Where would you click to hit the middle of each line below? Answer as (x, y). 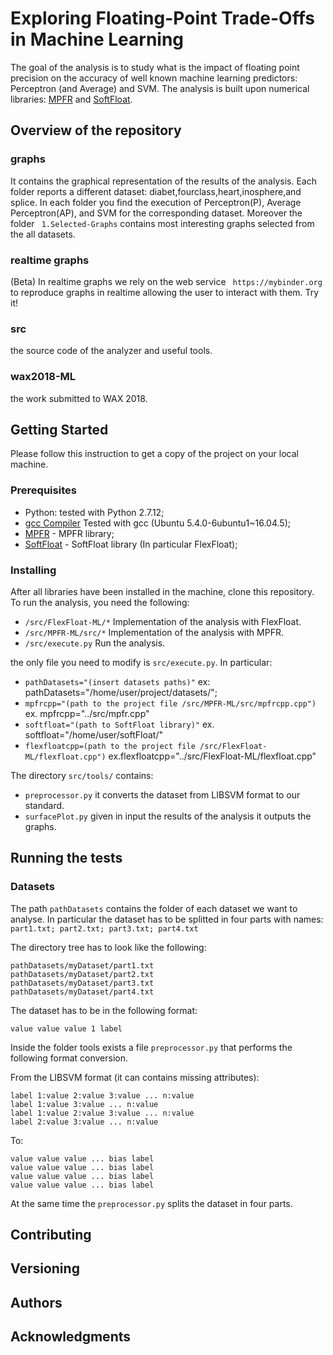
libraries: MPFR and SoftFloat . (71, 99)
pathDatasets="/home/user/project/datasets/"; (121, 692)
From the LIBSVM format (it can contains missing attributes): (135, 1077)
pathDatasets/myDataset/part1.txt (82, 965)
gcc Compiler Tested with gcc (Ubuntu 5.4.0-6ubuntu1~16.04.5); (157, 523)
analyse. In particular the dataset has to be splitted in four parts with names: (167, 919)
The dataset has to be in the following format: (104, 1010)
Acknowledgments (71, 1337)
